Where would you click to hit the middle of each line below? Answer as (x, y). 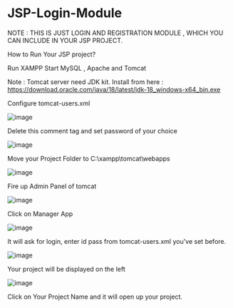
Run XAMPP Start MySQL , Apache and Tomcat (77, 68)
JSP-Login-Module (65, 13)
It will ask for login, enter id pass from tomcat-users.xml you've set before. (117, 241)
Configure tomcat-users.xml (49, 103)
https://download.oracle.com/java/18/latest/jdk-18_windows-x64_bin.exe (114, 89)
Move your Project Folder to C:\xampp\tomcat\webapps (89, 158)
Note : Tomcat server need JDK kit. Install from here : (86, 82)
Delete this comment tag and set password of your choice (93, 130)
